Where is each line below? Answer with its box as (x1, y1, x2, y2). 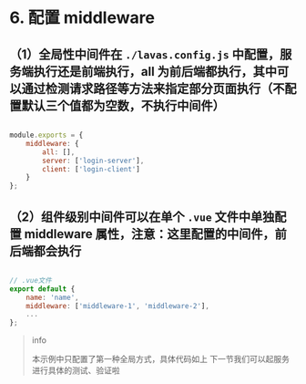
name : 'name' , (25, 293, 79, 302)
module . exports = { (9, 130, 84, 140)
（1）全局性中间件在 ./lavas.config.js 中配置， (9, 47, 280, 62)
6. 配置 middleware (9, 7, 155, 28)
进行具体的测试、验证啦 (31, 365, 120, 376)
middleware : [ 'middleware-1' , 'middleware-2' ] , (25, 301, 209, 310)
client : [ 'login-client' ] (42, 164, 141, 173)
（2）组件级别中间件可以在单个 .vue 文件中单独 (9, 209, 275, 224)
